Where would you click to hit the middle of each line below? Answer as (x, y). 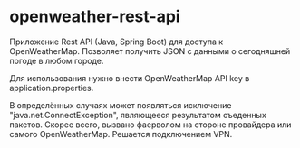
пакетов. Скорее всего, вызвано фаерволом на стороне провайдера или (150, 125)
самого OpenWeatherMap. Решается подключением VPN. (121, 134)
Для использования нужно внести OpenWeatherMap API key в (130, 78)
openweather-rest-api (95, 17)
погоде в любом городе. (57, 60)
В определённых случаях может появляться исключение (121, 105)
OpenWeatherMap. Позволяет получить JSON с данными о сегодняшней (150, 51)
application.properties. (52, 88)
